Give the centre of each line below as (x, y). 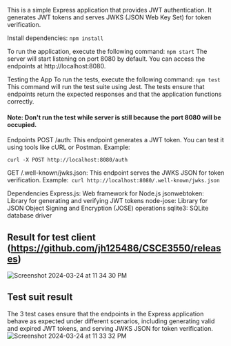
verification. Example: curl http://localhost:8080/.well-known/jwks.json (113, 180)
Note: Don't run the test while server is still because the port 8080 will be (114, 117)
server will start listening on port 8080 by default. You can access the (106, 59)
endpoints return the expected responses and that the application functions (114, 94)
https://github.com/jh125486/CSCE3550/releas (116, 248)
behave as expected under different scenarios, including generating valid (111, 321)
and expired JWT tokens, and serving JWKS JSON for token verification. (110, 328)
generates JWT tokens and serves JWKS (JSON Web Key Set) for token (109, 17)
